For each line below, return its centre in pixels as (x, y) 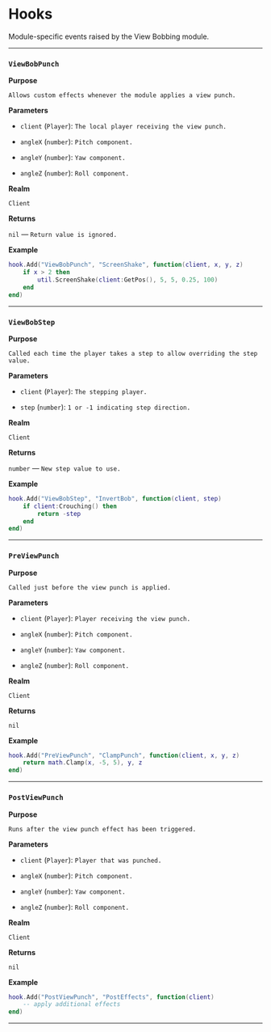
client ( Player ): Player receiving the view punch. (105, 618)
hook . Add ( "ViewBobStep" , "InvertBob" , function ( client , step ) (115, 498)
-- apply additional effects (72, 1005)
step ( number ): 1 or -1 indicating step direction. (105, 407)
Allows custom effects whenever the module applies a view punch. (122, 95)
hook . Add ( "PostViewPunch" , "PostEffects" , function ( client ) (112, 997)
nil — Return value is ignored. (63, 235)
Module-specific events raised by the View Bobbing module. (109, 36)
